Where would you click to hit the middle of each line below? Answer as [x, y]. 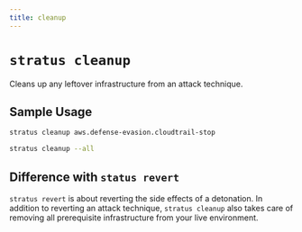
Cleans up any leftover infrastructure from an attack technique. [126, 84]
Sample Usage [51, 112]
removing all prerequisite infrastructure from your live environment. [134, 218]
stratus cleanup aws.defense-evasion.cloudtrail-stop [113, 133]
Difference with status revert [95, 177]
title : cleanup [38, 18]
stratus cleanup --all [52, 149]
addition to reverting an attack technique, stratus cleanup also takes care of [151, 208]
